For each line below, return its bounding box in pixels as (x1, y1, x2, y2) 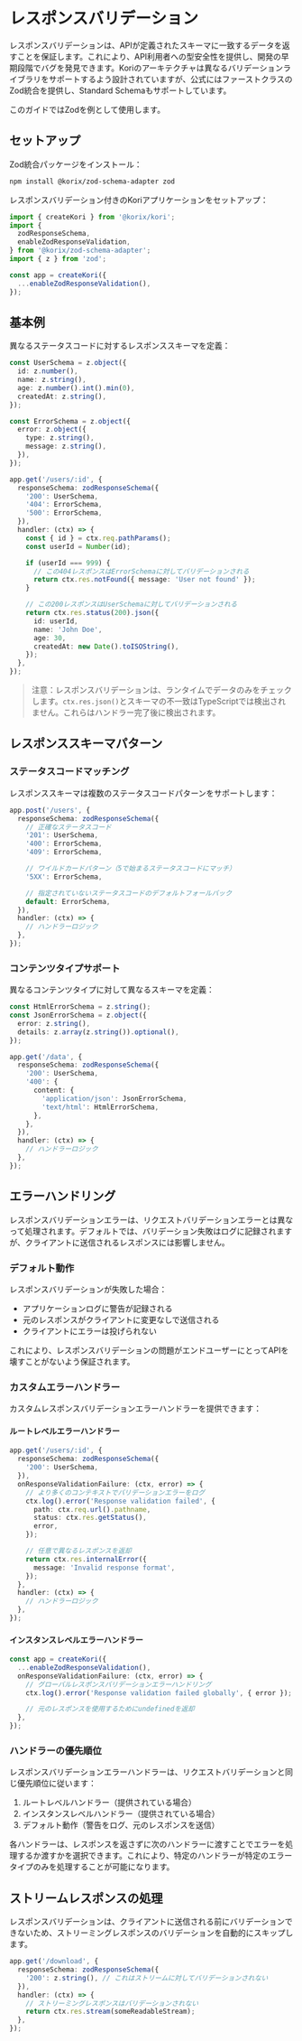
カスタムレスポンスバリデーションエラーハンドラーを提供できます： (9, 1403, 262, 1414)
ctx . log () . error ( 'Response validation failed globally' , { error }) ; (25, 1688, 293, 1698)
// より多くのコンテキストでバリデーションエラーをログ (25, 1487, 206, 1497)
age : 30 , (32, 633, 67, 642)
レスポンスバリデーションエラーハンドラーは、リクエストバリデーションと (9, 1766, 286, 1777)
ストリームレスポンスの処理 (9, 1890, 163, 1906)
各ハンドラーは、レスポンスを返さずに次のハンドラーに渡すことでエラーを (9, 1839, 286, 1850)
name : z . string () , (17, 376, 87, 385)
